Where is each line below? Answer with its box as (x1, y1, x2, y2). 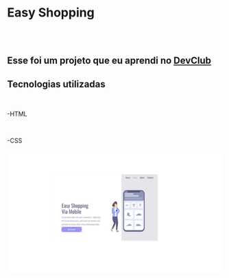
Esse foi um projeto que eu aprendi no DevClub (7, 55, 211, 67)
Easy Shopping (7, 5, 95, 21)
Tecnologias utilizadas (7, 78, 106, 90)
